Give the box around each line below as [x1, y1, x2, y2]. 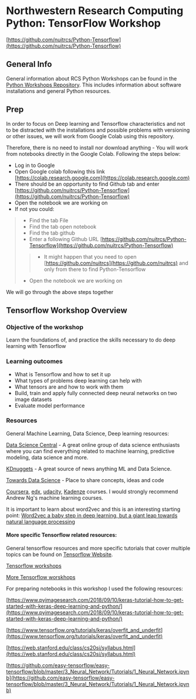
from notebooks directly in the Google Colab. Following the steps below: [6, 150, 181, 157]
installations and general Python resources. [6, 87, 111, 95]
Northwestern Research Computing [6, 4, 184, 18]
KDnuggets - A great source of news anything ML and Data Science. [6, 465, 172, 472]
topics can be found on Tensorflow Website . [6, 551, 113, 558]
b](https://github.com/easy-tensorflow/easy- [6, 674, 115, 681]
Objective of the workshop [6, 323, 84, 331]
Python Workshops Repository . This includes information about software [6, 81, 182, 88]
